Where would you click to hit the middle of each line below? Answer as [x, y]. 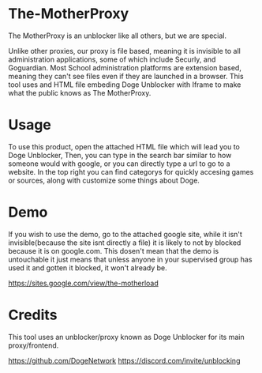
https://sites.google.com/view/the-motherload [84, 283]
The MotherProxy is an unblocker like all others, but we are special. [118, 36]
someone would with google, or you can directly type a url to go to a [119, 164]
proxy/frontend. [34, 345]
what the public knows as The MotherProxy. [80, 92]
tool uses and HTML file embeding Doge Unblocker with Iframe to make [125, 85]
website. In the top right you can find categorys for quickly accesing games [131, 171]
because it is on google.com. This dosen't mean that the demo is [114, 251]
